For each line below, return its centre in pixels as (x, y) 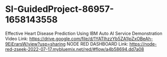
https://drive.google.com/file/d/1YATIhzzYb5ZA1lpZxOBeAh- (91, 39)
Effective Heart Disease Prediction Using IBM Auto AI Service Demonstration (84, 33)
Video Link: (17, 39)
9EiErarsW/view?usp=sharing (35, 44)
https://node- (143, 44)
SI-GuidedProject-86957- (60, 9)
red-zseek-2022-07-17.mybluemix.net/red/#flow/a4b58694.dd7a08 (75, 49)
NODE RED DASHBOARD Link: (97, 44)
